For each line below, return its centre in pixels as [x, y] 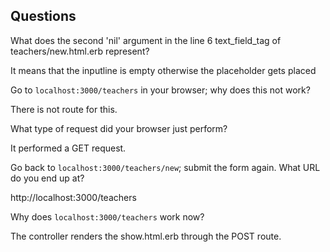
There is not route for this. [64, 109]
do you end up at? [47, 178]
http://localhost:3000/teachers [73, 197]
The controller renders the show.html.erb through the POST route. [146, 236]
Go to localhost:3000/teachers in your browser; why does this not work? [160, 90]
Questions [43, 16]
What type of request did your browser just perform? [119, 128]
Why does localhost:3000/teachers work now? [107, 216]
